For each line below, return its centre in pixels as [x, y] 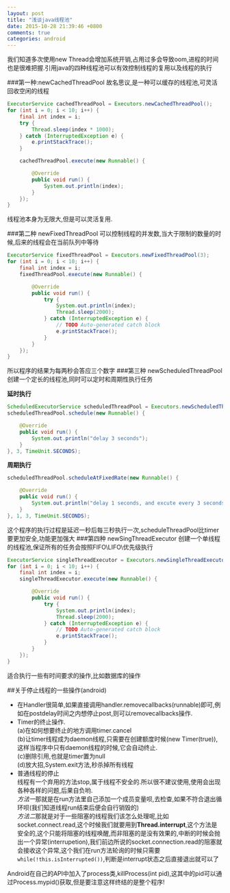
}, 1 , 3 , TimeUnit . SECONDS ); [49, 516]
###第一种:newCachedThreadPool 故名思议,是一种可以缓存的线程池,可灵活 [112, 82]
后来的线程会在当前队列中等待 [57, 242]
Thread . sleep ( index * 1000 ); [73, 130]
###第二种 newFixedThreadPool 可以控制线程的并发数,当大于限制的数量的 [111, 234]
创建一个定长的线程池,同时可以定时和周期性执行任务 [80, 379]
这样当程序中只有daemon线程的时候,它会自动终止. [87, 747]
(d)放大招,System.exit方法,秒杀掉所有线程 [75, 764]
